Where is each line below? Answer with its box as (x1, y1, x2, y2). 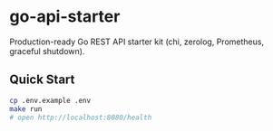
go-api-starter (9, 6, 121, 27)
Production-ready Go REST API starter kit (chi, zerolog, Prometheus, (9, 36, 265, 47)
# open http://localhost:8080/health (9, 113, 152, 122)
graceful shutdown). (9, 45, 85, 56)
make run (9, 104, 43, 114)
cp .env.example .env (9, 96, 92, 105)
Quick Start (9, 72, 75, 88)
